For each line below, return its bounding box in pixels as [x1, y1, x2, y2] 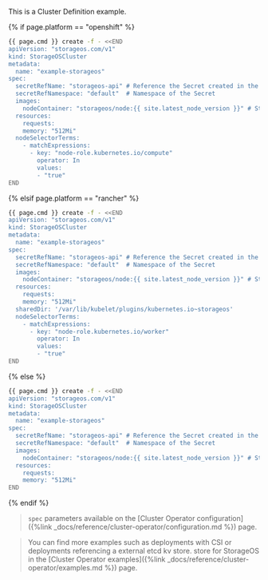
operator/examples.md [27, 563, 103, 573]
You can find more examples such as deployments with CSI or [27, 538, 232, 547]
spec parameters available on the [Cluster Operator [27, 514, 195, 523]
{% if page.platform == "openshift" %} [8, 22, 136, 31]
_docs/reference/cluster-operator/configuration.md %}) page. [53, 522, 258, 532]
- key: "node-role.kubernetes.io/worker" [29, 328, 170, 336]
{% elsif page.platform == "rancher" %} [8, 193, 140, 203]
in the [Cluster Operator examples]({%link [27, 554, 166, 564]
